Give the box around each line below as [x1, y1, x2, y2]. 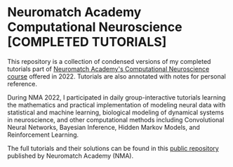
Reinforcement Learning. [7, 131, 79, 139]
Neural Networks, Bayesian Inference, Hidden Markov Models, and [7, 123, 200, 131]
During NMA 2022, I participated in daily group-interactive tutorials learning [7, 93, 226, 102]
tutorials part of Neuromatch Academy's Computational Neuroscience [7, 65, 210, 73]
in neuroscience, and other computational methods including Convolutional [7, 115, 225, 123]
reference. [7, 79, 37, 88]
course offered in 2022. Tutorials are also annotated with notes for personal [7, 72, 226, 81]
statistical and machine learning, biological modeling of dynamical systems [7, 108, 225, 116]
